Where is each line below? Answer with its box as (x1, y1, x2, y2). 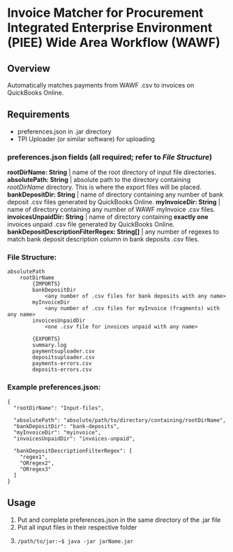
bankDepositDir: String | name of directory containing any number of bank (7, 190, 223, 199)
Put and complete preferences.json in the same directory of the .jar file (17, 516, 221, 524)
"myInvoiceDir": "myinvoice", (13, 429, 101, 436)
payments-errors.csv (32, 360, 92, 367)
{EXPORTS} (32, 336, 61, 343)
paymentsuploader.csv (32, 348, 96, 355)
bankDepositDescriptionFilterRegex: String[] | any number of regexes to (7, 227, 220, 236)
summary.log (32, 341, 68, 349)
